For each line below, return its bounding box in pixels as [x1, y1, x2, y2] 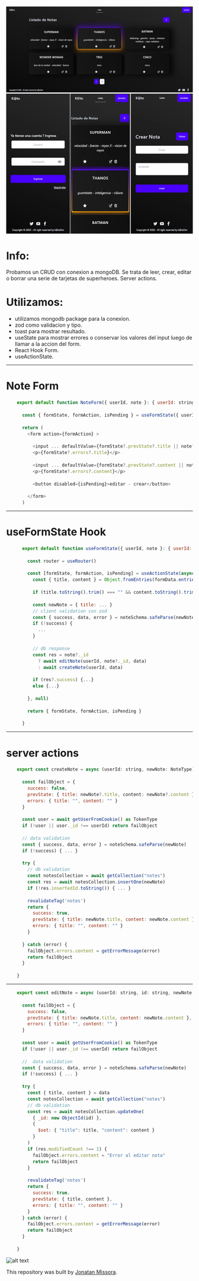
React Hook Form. [14, 347, 59, 354]
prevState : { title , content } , [32, 1196, 113, 1202]
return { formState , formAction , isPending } [27, 708, 142, 714]
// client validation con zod [32, 608, 108, 614]
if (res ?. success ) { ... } [32, 677, 94, 683]
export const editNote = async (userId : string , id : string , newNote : [17, 990, 195, 996]
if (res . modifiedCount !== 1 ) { [27, 1146, 108, 1152]
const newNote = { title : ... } [32, 602, 113, 608]
